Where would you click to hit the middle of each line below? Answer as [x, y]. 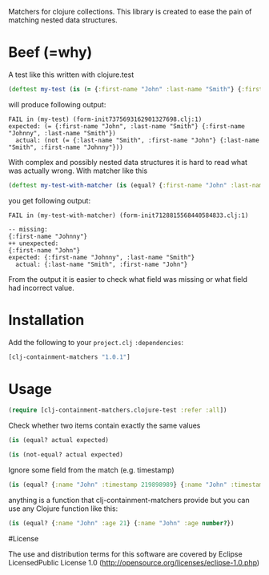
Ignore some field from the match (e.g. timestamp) [91, 470]
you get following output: [49, 200]
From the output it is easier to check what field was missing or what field [128, 279]
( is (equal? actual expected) [59, 440]
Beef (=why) [50, 52]
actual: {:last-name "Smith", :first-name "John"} [102, 264]
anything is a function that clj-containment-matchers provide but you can [129, 500]
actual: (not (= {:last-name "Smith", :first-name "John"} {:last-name [138, 140]
